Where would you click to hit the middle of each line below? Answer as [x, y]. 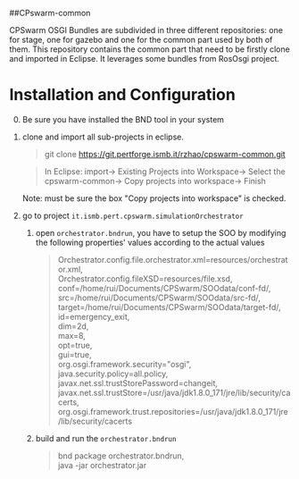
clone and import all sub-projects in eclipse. [103, 137]
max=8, [72, 335]
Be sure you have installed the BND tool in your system [123, 119]
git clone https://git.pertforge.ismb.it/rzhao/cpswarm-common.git [165, 154]
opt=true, [75, 345]
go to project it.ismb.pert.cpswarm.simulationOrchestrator [133, 215]
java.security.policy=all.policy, [113, 374]
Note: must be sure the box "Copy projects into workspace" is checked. [154, 198]
